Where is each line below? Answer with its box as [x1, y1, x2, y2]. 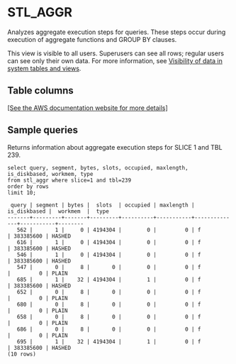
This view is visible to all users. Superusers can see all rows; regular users [7, 49, 225, 57]
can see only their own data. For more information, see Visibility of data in [7, 56, 223, 65]
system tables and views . [7, 64, 82, 72]
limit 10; [7, 189, 37, 196]
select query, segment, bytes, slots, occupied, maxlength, [7, 164, 189, 171]
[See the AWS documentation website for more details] [7, 104, 168, 112]
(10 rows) [7, 351, 37, 358]
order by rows [7, 182, 50, 190]
